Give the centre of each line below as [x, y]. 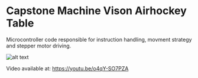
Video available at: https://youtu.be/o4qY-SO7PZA [67, 68]
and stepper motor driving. [39, 46]
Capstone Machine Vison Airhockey [97, 11]
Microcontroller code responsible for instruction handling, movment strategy [99, 39]
